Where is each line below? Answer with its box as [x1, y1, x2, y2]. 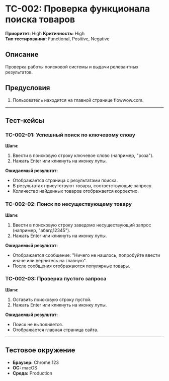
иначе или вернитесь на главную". [12, 257, 87, 263]
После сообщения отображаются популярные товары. [12, 263, 130, 269]
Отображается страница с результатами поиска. [12, 177, 118, 184]
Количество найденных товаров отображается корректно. [12, 188, 139, 194]
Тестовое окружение [5, 346, 75, 355]
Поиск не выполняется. [12, 321, 63, 327]
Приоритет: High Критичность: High [5, 30, 84, 36]
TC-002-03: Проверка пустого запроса [5, 275, 107, 282]
